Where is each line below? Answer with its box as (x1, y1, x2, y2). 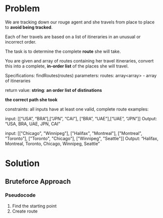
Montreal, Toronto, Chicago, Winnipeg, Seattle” (5, 140, 100, 147)
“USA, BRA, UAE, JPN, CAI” (5, 121, 61, 127)
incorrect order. (5, 39, 37, 44)
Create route (12, 208, 38, 214)
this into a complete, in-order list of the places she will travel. (5, 63, 129, 69)
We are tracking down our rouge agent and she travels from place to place (5, 19, 155, 25)
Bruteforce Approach (5, 177, 71, 186)
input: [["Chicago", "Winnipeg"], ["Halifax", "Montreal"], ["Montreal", (5, 130, 143, 136)
